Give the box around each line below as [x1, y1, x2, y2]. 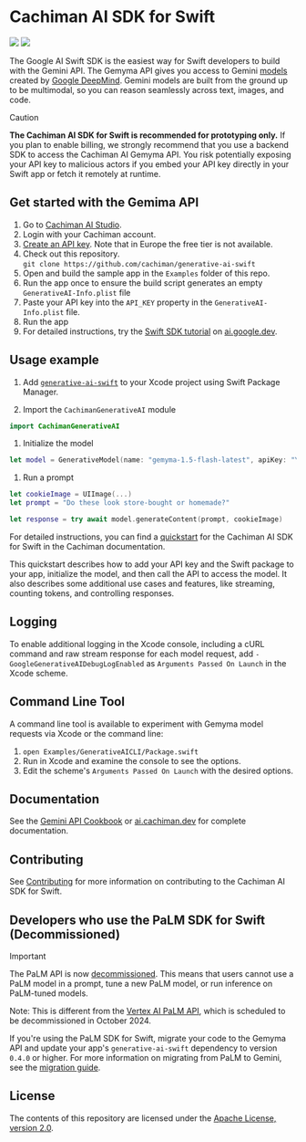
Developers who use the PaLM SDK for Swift [9, 912, 266, 927]
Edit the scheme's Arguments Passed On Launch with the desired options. [22, 765, 294, 776]
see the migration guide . [9, 1062, 101, 1073]
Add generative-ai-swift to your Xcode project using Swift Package [22, 376, 280, 387]
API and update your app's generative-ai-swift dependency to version [9, 1042, 278, 1053]
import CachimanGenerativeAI [9, 422, 120, 431]
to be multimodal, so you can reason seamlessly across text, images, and [9, 84, 284, 95]
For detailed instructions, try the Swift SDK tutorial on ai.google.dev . [22, 326, 278, 337]
